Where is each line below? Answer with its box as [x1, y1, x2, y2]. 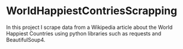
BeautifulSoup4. [6, 36, 46, 43]
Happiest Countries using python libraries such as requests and [6, 30, 162, 37]
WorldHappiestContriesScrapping [6, 4, 178, 18]
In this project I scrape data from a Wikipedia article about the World [6, 24, 173, 31]
